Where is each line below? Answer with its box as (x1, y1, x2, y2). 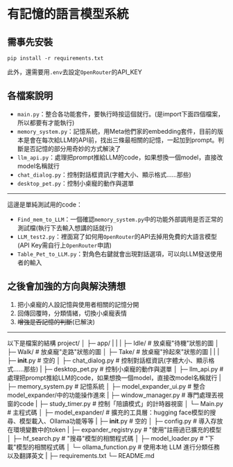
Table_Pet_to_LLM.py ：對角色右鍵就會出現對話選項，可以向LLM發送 (17, 249, 211, 258)
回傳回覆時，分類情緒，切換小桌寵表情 (17, 309, 127, 317)
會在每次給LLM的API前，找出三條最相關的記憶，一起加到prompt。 (29, 136, 218, 144)
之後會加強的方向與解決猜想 (7, 281, 126, 292)
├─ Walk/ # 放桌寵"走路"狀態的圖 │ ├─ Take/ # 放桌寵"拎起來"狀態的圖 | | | (7, 347, 220, 355)
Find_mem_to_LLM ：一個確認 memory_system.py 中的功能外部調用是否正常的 (17, 215, 223, 223)
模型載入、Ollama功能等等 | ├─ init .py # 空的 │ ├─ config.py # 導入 (19, 416, 212, 425)
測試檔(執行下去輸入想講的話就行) (17, 223, 114, 232)
